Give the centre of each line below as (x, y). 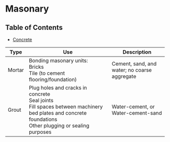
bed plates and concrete (58, 113)
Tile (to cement (47, 73)
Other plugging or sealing (59, 126)
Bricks (36, 67)
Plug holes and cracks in (58, 88)
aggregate (124, 76)
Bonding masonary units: (58, 60)
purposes (40, 132)
